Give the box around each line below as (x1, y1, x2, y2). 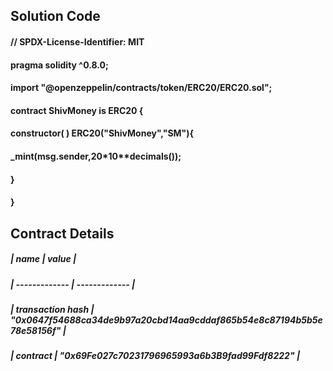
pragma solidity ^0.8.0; (10, 59, 109, 71)
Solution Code (10, 8, 101, 25)
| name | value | (10, 253, 77, 265)
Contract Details (10, 225, 115, 242)
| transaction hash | (10, 303, 95, 315)
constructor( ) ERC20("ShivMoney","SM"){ (10, 127, 195, 139)
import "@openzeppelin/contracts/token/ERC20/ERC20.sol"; (10, 82, 273, 94)
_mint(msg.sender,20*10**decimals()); (10, 150, 182, 162)
